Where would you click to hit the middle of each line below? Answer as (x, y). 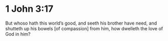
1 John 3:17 (29, 9)
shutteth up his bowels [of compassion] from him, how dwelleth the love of (84, 28)
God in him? (18, 34)
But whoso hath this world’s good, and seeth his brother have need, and (81, 23)
